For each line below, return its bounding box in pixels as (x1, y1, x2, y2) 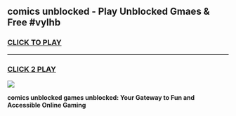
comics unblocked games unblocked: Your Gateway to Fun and (7, 93, 195, 101)
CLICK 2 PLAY (7, 64, 56, 74)
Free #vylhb (7, 17, 61, 29)
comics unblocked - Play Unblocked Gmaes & (7, 6, 210, 18)
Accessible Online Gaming (7, 101, 86, 109)
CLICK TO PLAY (7, 38, 62, 48)
